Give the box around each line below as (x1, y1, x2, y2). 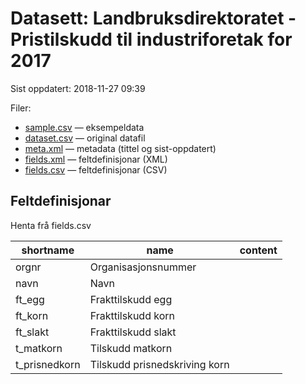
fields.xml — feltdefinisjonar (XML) (24, 153, 168, 165)
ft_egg (15, 292, 45, 306)
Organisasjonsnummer (89, 260, 197, 274)
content (239, 243, 278, 257)
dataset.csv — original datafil (24, 132, 146, 144)
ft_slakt (15, 325, 50, 339)
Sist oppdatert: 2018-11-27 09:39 (10, 82, 146, 94)
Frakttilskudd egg (89, 292, 173, 306)
